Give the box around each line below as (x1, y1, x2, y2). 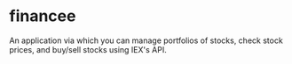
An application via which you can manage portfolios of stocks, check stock (9, 35, 284, 46)
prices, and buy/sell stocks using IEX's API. (9, 44, 167, 54)
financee (9, 6, 76, 26)
